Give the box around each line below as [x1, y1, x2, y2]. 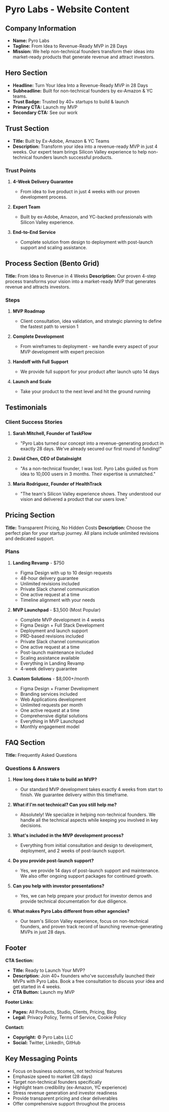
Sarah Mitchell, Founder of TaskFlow [12, 430, 92, 436]
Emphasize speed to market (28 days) [12, 1073, 93, 1079]
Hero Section [5, 69, 48, 77]
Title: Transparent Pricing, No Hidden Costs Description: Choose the [5, 525, 151, 531]
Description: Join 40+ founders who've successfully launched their [12, 972, 155, 978]
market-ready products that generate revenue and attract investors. [12, 54, 155, 60]
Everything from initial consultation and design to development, [20, 842, 154, 848]
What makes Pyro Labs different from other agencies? [12, 908, 130, 914]
